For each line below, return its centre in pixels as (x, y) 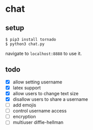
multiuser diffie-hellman (38, 122)
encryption (24, 117)
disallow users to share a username (50, 99)
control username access (40, 111)
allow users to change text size (45, 93)
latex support (27, 88)
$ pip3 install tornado (31, 39)
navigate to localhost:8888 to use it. (44, 53)
